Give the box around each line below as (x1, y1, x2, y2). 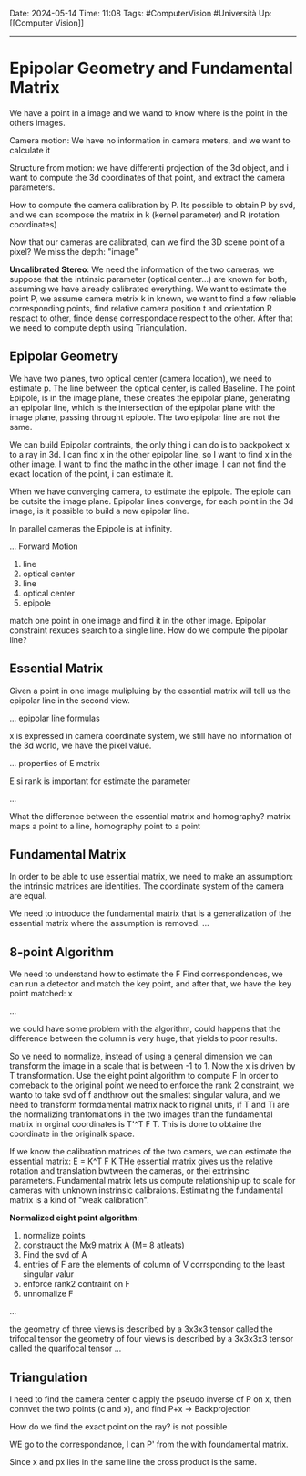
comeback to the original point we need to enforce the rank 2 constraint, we (9, 1080, 295, 1091)
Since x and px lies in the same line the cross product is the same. (9, 1457, 258, 1467)
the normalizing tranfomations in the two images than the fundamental (9, 1109, 273, 1120)
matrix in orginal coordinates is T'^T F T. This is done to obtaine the (9, 1119, 262, 1130)
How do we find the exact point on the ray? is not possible (9, 1421, 228, 1432)
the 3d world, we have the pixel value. (9, 740, 152, 751)
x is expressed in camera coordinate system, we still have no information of (9, 730, 293, 741)
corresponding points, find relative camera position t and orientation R (9, 302, 273, 313)
